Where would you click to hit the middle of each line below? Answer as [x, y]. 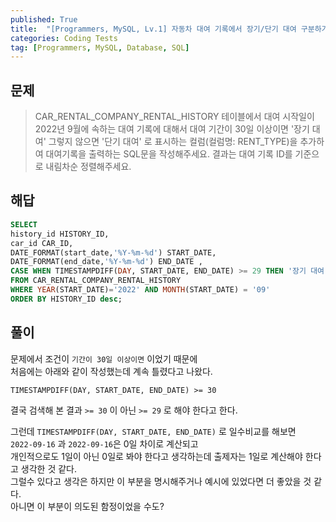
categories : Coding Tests [64, 38]
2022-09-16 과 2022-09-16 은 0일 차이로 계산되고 [104, 443]
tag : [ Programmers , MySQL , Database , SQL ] [100, 47]
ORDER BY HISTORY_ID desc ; [66, 299]
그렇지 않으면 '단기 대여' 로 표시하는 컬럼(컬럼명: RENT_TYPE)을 [173, 142]
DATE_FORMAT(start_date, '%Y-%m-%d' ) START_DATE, [113, 252]
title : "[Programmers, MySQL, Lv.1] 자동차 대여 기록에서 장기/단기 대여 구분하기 [169, 29]
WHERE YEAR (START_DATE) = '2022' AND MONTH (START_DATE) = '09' [140, 290]
